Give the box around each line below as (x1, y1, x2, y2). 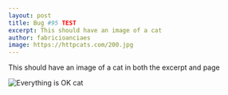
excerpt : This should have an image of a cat (8, 26, 162, 34)
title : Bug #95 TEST (8, 19, 77, 27)
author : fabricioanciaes (8, 33, 91, 42)
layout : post (8, 11, 52, 20)
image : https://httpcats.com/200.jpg (8, 41, 134, 49)
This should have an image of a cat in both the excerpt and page (8, 63, 221, 72)
